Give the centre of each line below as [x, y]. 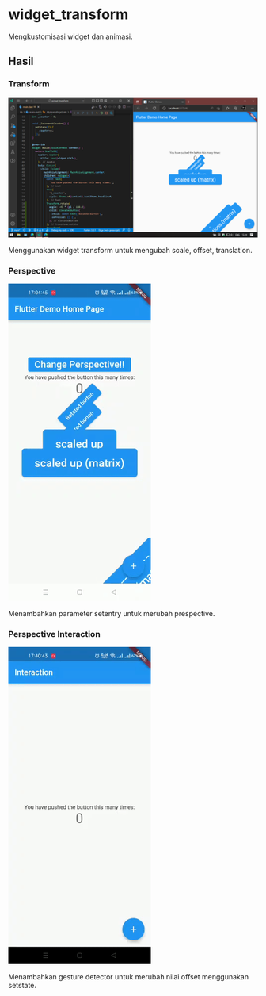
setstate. [23, 986]
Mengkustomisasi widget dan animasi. [70, 36]
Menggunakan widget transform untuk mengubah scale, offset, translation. [130, 250]
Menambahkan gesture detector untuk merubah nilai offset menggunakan [129, 977]
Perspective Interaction [54, 634]
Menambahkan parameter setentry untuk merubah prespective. [112, 613]
